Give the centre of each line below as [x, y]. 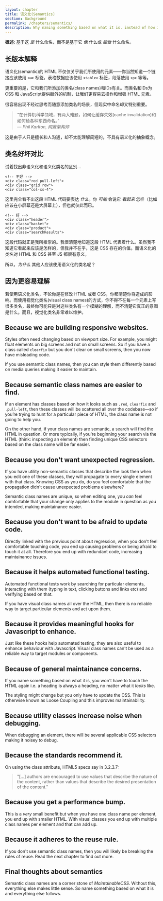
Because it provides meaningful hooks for [70, 624]
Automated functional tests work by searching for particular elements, [75, 583]
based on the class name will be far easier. [48, 444]
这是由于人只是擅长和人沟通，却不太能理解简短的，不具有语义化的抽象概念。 [81, 137]
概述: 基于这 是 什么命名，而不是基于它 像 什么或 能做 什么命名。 [70, 42]
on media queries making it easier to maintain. [51, 370]
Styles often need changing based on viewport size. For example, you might [81, 339]
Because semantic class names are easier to [73, 385]
